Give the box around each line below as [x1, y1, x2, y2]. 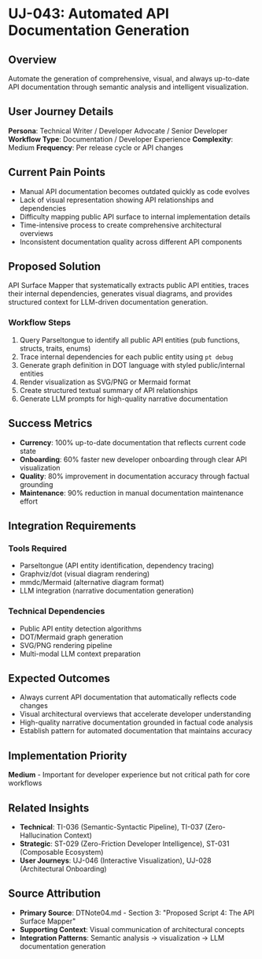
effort [19, 496, 38, 506]
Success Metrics [8, 417, 93, 430]
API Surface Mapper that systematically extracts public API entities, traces [8, 281, 249, 290]
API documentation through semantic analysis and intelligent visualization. [8, 82, 249, 92]
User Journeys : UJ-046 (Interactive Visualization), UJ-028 [19, 856, 212, 865]
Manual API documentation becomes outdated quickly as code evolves [19, 186, 250, 196]
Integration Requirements [8, 519, 136, 533]
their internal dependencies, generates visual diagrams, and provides [8, 289, 233, 298]
